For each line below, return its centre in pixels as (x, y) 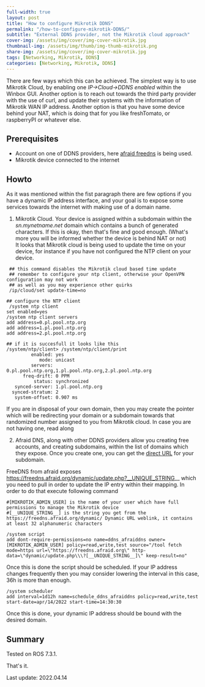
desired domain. (27, 620)
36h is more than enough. (39, 580)
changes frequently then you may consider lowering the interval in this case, (103, 574)
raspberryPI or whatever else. (44, 119)
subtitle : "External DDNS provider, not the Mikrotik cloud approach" (98, 35)
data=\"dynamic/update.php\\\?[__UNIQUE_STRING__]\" (75, 556)
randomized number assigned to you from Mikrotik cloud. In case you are (99, 422)
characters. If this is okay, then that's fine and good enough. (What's (102, 232)
